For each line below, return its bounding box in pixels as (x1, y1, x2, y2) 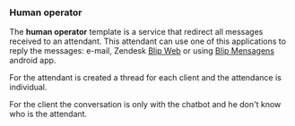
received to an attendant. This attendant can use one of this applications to (9, 36, 287, 46)
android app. (9, 55, 56, 66)
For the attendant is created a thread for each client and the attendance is (9, 72, 282, 83)
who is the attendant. (9, 109, 88, 120)
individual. (9, 82, 48, 93)
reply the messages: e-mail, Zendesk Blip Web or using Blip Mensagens (9, 46, 275, 56)
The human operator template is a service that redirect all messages (9, 27, 264, 38)
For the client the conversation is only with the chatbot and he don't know (9, 99, 282, 110)
